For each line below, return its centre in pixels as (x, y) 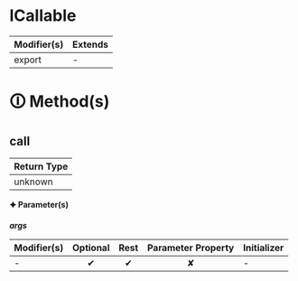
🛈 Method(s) (60, 102)
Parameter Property (191, 248)
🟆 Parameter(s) (39, 204)
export (28, 60)
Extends (90, 44)
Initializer (263, 248)
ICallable (43, 16)
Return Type (41, 166)
